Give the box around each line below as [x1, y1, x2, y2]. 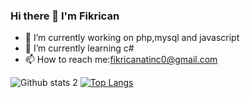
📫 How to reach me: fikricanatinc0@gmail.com [24, 54, 218, 66]
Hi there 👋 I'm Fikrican [10, 9, 120, 23]
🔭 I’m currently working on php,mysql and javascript [24, 32, 240, 44]
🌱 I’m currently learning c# [24, 42, 135, 54]
